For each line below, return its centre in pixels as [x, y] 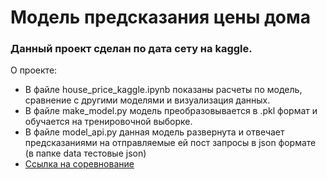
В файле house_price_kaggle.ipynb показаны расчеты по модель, [163, 90]
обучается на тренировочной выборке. [108, 122]
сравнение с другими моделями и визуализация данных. [147, 100]
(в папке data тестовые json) [85, 153]
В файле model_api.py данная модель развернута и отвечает [154, 132]
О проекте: [34, 70]
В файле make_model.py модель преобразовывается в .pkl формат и [171, 111]
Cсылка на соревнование [79, 164]
